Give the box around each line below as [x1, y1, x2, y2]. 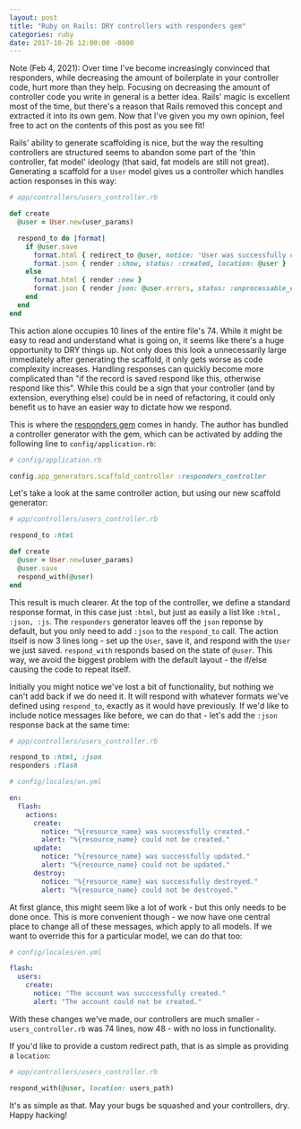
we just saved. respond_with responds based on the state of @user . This [9, 644, 273, 656]
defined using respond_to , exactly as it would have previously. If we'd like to [9, 700, 289, 710]
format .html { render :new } [32, 276, 142, 285]
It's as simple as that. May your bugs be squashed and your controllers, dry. [9, 1099, 290, 1110]
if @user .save [25, 242, 78, 251]
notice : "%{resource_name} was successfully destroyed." [41, 877, 258, 886]
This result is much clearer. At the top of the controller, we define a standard [9, 596, 291, 607]
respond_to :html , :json [9, 753, 102, 762]
